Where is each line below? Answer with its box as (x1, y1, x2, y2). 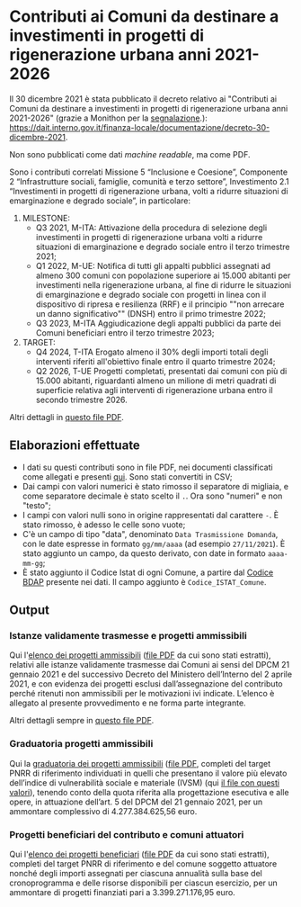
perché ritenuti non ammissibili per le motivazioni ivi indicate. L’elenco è (9, 688, 275, 699)
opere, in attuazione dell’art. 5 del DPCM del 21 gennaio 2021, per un (9, 796, 263, 807)
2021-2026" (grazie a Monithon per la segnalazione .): (9, 112, 208, 123)
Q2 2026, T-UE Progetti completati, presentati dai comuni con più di (35, 365, 288, 376)
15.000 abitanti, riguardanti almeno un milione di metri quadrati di (35, 375, 277, 386)
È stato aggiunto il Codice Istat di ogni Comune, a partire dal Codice (22, 567, 274, 578)
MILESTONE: (22, 212, 70, 223)
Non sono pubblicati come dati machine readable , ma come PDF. (9, 148, 251, 159)
